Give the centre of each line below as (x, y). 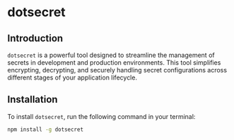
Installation (33, 100)
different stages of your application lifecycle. (72, 77)
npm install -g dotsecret (45, 129)
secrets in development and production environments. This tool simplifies (114, 63)
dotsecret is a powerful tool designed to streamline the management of (111, 55)
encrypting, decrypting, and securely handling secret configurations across (117, 70)
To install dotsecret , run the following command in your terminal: (101, 116)
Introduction (35, 38)
